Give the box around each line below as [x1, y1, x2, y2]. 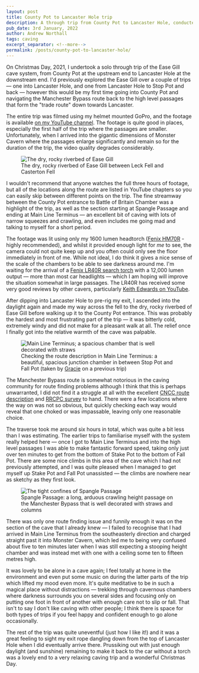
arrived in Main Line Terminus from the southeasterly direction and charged [6, 530, 191, 537]
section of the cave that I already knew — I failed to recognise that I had [6, 524, 182, 531]
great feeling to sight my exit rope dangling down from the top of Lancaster [6, 635, 190, 642]
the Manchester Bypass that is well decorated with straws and [21, 500, 173, 507]
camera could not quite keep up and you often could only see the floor [6, 247, 178, 255]
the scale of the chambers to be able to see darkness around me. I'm [6, 260, 175, 267]
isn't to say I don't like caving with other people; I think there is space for [6, 604, 184, 611]
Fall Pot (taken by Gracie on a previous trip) [21, 365, 127, 372]
